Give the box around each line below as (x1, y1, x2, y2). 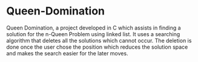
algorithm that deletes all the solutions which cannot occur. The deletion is (6, 37, 192, 44)
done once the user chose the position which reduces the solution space (6, 43, 188, 51)
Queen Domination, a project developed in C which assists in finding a (6, 24, 181, 31)
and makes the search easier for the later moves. (6, 49, 128, 57)
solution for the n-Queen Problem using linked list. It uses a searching (6, 30, 180, 37)
